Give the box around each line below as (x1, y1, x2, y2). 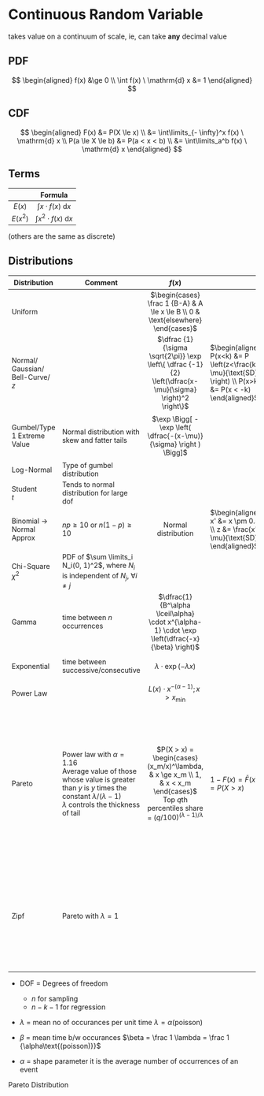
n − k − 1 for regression (31, 1002, 106, 1012)
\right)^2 (160, 393, 190, 403)
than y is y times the (61, 782, 127, 793)
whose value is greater (61, 775, 136, 784)
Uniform (11, 307, 38, 316)
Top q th (163, 794, 189, 804)
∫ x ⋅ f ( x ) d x (37, 202, 71, 211)
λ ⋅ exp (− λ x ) (154, 661, 196, 671)
